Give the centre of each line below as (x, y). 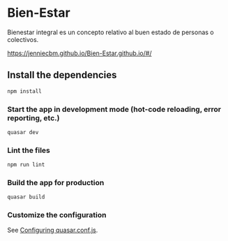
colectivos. (23, 39)
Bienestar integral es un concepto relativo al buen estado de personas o (111, 32)
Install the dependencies (62, 75)
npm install (24, 91)
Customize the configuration (57, 215)
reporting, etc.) (33, 118)
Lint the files (29, 150)
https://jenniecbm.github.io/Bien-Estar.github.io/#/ (79, 53)
